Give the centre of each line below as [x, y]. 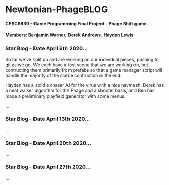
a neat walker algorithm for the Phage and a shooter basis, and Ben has [80, 90]
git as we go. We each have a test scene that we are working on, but [77, 65]
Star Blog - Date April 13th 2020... [48, 119]
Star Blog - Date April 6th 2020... [46, 48]
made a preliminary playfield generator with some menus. [65, 96]
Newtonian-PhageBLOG [57, 9]
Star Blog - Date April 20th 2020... [48, 143]
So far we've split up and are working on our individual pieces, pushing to [82, 59]
